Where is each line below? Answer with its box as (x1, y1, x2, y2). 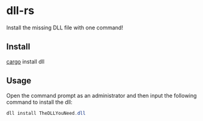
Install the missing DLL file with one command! (6, 24, 124, 31)
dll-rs (6, 4, 35, 18)
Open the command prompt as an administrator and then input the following (6, 92, 197, 99)
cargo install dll (6, 57, 45, 65)
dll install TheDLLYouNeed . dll (6, 110, 86, 116)
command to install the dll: (6, 98, 73, 106)
